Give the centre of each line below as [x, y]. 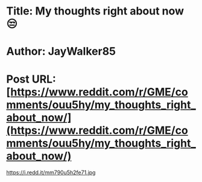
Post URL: [31, 79]
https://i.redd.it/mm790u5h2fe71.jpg [51, 172]
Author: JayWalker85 [61, 52]
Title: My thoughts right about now [95, 11]
